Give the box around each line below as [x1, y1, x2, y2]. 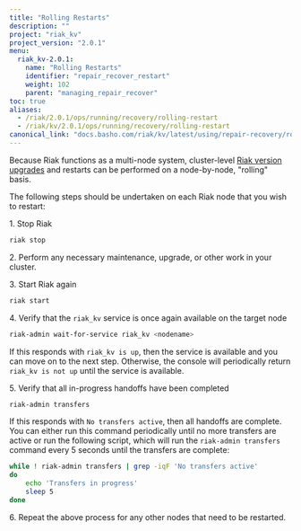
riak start [9, 296, 50, 305]
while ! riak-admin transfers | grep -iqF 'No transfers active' [9, 462, 258, 472]
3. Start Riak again [9, 279, 77, 289]
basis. [9, 173, 31, 184]
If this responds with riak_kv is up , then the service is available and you [9, 346, 279, 357]
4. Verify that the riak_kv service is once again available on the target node [9, 312, 288, 323]
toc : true [9, 96, 47, 106]
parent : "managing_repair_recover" [25, 88, 159, 97]
